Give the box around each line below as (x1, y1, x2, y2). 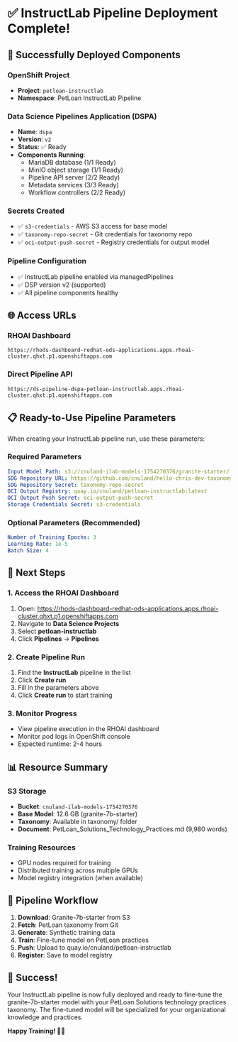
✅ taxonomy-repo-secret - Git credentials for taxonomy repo (17, 230, 193, 238)
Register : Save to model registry (17, 951, 113, 960)
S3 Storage (7, 786, 47, 796)
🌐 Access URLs (7, 309, 76, 322)
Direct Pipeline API (7, 369, 73, 379)
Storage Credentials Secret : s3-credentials (7, 501, 141, 508)
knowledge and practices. (7, 1013, 84, 1021)
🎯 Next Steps (7, 566, 66, 579)
